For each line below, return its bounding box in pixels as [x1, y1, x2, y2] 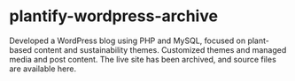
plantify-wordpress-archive [9, 6, 219, 26]
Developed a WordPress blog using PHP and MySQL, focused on [9, 35, 246, 46]
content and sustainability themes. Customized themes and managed [34, 44, 287, 55]
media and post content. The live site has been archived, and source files [9, 54, 276, 64]
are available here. [9, 63, 77, 74]
